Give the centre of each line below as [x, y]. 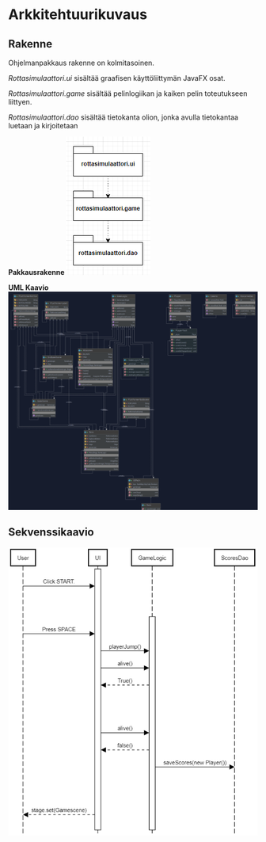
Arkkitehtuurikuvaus [78, 15]
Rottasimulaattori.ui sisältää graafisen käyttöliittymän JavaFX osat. [117, 78]
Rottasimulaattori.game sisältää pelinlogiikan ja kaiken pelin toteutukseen [128, 93]
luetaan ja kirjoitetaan [43, 126]
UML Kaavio [28, 288]
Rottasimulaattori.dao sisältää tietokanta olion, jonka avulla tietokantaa [123, 117]
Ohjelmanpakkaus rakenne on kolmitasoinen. [81, 63]
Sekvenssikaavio [51, 532]
